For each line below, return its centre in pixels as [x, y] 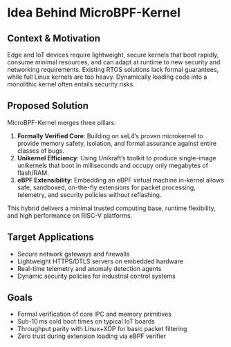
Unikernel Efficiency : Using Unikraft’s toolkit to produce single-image [117, 158]
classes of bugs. [40, 151]
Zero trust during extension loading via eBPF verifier [92, 336]
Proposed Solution [48, 106]
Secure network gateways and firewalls [73, 254]
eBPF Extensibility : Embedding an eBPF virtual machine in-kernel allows [121, 180]
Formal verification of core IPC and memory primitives [94, 314]
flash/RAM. [33, 172]
